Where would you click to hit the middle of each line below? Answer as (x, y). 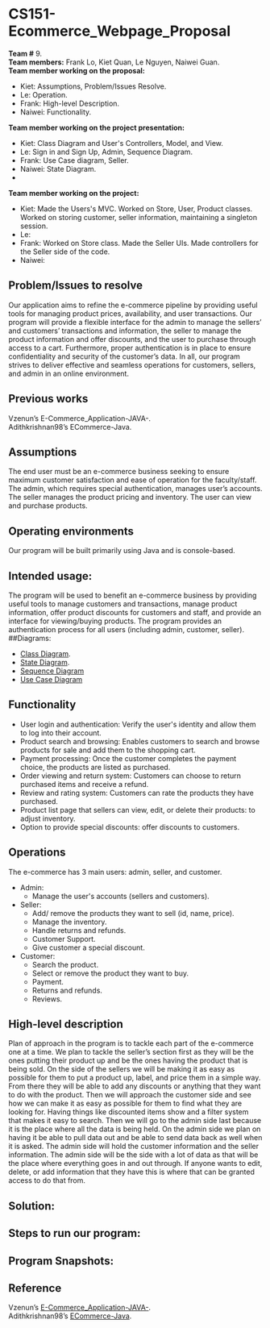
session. (34, 226)
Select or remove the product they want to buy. (110, 973)
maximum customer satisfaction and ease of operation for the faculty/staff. (133, 480)
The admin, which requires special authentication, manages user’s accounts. (135, 489)
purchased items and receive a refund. (84, 784)
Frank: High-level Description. (69, 103)
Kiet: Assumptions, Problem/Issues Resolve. (93, 86)
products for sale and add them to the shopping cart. (108, 750)
